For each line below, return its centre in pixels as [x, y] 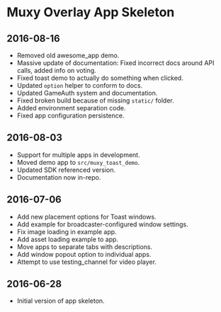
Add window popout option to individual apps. [84, 254]
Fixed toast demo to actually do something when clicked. [100, 78]
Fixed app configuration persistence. [70, 115]
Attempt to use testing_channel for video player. [87, 262]
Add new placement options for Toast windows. [86, 216]
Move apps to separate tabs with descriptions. [85, 247]
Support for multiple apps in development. [78, 155]
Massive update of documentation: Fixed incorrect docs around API [115, 63]
